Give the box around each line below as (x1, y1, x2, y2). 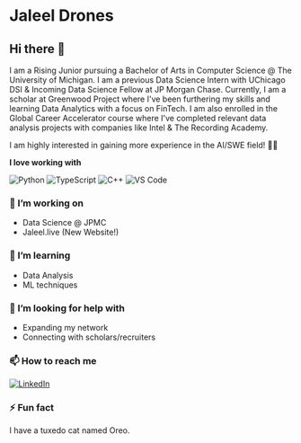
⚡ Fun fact (9, 402, 55, 414)
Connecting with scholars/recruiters (22, 332, 155, 342)
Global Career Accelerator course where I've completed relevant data (9, 113, 267, 123)
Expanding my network (22, 322, 109, 332)
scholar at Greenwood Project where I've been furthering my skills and (9, 93, 271, 104)
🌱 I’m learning (9, 249, 71, 261)
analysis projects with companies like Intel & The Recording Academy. (9, 122, 269, 133)
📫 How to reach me (9, 354, 97, 367)
